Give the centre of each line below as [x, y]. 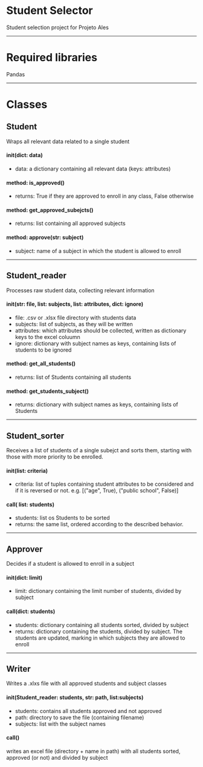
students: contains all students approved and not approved [88, 711]
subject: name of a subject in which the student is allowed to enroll [98, 251]
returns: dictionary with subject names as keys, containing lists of [96, 404]
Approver [24, 549]
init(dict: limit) [24, 577]
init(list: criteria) [27, 471]
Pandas [16, 74]
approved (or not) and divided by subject [57, 757]
